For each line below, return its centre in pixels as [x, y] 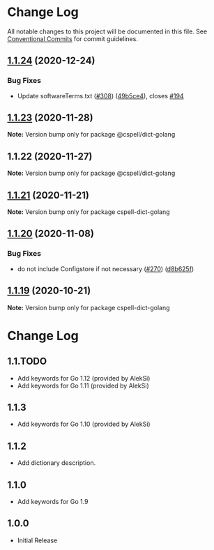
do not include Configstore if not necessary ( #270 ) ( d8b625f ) [106, 268]
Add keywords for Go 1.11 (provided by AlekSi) [83, 385]
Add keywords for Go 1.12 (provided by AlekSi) [84, 378]
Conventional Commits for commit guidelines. [72, 38]
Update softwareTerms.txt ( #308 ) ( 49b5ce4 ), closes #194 [100, 96]
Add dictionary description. [56, 463]
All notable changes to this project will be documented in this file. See [107, 31]
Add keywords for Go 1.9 [53, 502]
